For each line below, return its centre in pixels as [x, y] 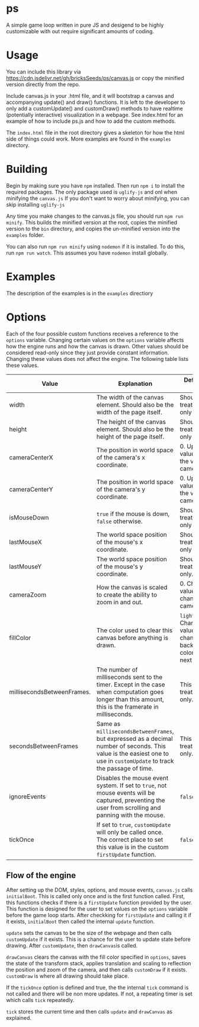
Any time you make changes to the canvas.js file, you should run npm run [95, 216]
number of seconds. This [131, 746]
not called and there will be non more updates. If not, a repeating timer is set [99, 994]
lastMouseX [26, 542]
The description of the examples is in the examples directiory [80, 293]
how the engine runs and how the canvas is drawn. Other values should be [97, 346]
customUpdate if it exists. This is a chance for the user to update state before [98, 939]
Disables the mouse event [132, 778]
